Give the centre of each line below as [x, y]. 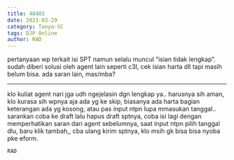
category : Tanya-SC [36, 26]
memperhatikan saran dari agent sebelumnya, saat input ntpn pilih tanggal [114, 124]
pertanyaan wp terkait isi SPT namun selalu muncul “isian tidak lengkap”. [111, 59]
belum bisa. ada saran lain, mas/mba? [62, 74]
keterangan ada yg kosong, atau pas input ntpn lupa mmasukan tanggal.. [112, 109]
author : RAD [24, 40]
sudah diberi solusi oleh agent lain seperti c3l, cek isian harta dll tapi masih [115, 67]
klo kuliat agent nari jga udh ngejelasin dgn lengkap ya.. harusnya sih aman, [116, 94]
